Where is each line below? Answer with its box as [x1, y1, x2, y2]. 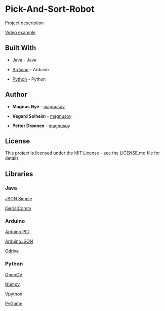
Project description [5, 20, 44, 26]
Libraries [5, 170, 33, 178]
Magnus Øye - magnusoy [12, 103, 65, 109]
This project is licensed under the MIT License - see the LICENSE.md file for [5, 150, 160, 156]
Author [5, 90, 27, 99]
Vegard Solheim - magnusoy [12, 113, 72, 119]
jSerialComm [5, 205, 31, 211]
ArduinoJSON [5, 238, 33, 244]
